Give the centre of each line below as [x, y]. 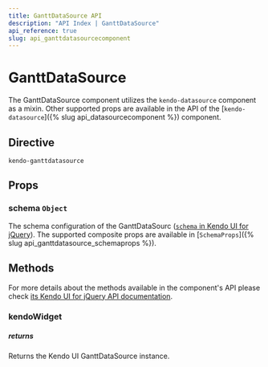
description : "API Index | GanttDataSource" [84, 23]
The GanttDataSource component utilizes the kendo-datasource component [132, 100]
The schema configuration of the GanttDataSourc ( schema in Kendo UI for [128, 226]
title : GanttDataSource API [55, 16]
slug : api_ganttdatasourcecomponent [69, 38]
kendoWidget [35, 316]
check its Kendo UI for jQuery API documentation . [91, 296]
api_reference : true [43, 31]
